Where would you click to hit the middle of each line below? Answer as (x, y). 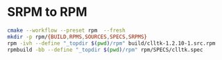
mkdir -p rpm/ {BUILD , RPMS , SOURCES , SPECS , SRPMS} (77, 37)
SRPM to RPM (47, 12)
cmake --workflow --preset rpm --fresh (67, 30)
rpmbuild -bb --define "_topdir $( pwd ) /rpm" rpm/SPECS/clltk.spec (105, 50)
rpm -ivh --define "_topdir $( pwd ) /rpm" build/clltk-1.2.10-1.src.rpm (111, 43)
